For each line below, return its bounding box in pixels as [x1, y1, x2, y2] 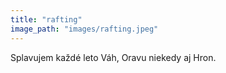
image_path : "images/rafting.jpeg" [10, 24, 159, 34]
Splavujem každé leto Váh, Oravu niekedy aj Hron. [10, 51, 217, 63]
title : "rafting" [10, 14, 83, 25]
